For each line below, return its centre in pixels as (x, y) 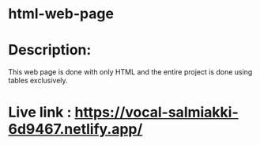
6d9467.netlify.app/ (75, 130)
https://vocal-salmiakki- (156, 113)
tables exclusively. (38, 81)
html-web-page (61, 14)
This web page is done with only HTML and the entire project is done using (130, 72)
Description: (50, 50)
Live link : (40, 113)
